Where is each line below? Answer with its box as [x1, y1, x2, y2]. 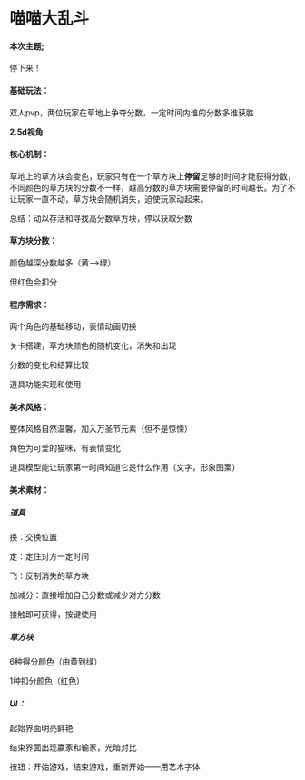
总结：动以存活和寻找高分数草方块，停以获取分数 [9, 213, 192, 224]
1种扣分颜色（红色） [9, 675, 84, 686]
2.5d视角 [9, 126, 44, 137]
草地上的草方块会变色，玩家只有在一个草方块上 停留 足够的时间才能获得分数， [9, 170, 296, 182]
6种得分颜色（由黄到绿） [9, 655, 103, 666]
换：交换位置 [9, 531, 57, 542]
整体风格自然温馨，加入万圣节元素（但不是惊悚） [9, 424, 192, 435]
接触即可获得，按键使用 [9, 608, 97, 619]
